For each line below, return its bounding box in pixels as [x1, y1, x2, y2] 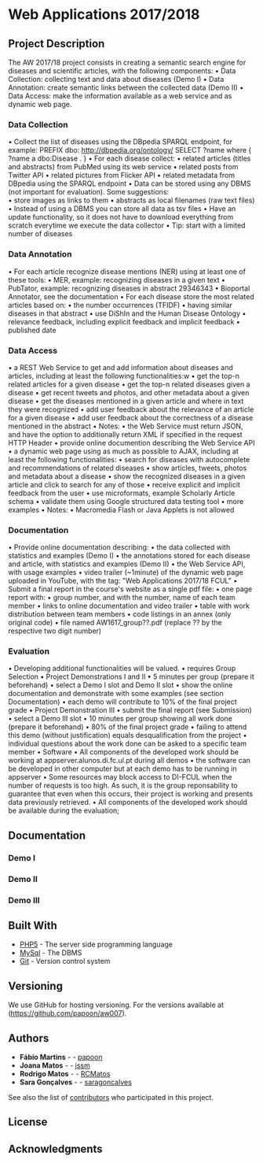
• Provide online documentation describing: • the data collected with [8, 543, 231, 552]
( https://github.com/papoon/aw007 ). [8, 1009, 127, 1018]
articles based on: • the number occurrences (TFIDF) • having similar [8, 300, 233, 309]
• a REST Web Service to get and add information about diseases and [8, 362, 234, 372]
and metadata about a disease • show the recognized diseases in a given [8, 471, 246, 481]
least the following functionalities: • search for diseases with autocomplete [8, 454, 250, 464]
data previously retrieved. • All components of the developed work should [8, 798, 247, 807]
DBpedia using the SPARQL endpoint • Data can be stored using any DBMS [8, 179, 251, 188]
